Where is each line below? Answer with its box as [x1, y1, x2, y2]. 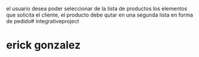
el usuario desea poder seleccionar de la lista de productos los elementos [6, 5, 188, 12]
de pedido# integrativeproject [6, 18, 79, 24]
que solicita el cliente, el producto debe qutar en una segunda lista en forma [6, 11, 194, 18]
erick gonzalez [6, 39, 81, 52]
